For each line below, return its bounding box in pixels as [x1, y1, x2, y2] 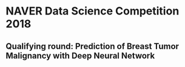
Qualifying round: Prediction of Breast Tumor [5, 41, 180, 51]
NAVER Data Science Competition [5, 4, 180, 18]
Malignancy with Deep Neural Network [5, 50, 155, 61]
